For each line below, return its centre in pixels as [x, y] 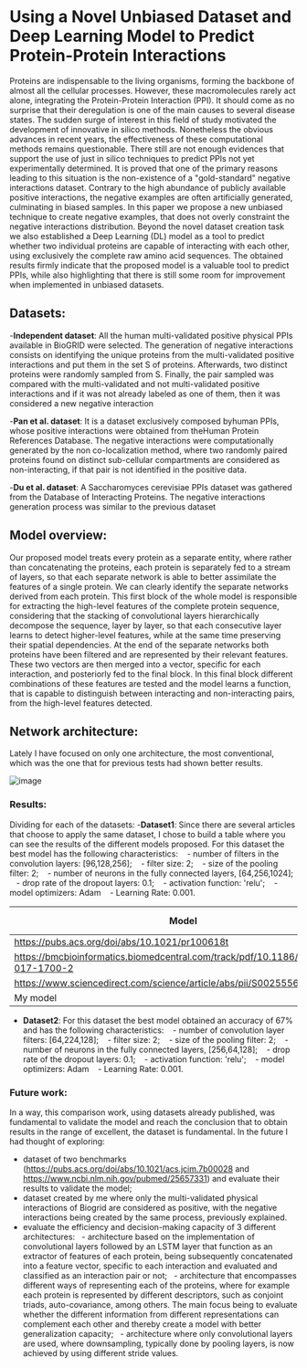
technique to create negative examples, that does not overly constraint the [150, 216]
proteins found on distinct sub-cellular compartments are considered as [145, 459]
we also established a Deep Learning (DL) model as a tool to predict [137, 236]
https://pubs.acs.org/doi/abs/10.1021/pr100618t [122, 942]
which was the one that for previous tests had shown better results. [136, 763]
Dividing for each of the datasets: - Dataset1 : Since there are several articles [153, 825]
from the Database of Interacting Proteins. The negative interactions [138, 497]
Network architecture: [74, 731]
